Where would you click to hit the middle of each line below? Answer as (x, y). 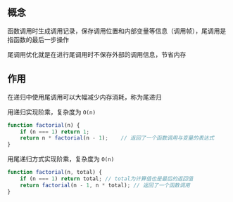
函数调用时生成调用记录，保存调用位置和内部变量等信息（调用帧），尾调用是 (117, 31)
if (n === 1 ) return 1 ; (55, 132)
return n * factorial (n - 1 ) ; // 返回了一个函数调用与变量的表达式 (117, 138)
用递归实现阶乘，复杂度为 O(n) (52, 112)
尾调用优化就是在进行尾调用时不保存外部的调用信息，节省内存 (97, 54)
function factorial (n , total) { (55, 173)
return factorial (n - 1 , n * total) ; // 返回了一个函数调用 (105, 185)
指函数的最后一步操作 (38, 39)
